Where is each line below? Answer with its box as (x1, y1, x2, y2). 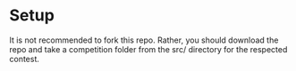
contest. (9, 53, 40, 64)
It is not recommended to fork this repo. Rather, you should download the (9, 35, 279, 45)
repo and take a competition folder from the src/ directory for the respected (9, 43, 288, 54)
